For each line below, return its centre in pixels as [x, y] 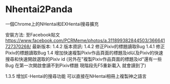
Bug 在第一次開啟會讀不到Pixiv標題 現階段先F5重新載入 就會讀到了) [76, 65]
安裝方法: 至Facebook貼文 [33, 34]
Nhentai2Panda [39, 9]
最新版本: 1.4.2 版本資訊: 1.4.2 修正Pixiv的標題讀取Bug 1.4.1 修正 [99, 46]
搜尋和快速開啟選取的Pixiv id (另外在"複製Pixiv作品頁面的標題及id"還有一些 [84, 59]
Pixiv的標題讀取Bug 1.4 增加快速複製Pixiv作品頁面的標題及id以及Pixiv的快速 [84, 53]
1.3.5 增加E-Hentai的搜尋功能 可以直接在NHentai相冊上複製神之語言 [76, 76]
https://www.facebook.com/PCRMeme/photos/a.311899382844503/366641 [85, 40]
